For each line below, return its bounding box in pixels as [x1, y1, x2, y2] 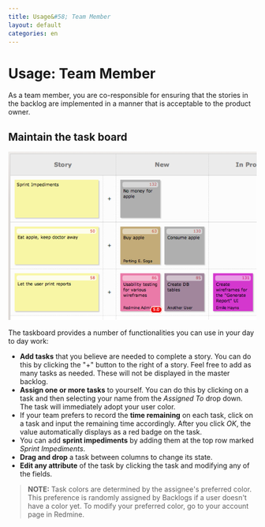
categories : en [8, 29, 58, 37]
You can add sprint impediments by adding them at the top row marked [19, 435, 254, 445]
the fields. [19, 469, 53, 478]
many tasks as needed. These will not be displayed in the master [19, 368, 230, 378]
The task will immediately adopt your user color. [19, 401, 176, 411]
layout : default [8, 21, 62, 29]
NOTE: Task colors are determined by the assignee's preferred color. [27, 484, 252, 494]
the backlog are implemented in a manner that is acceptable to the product [8, 99, 251, 108]
